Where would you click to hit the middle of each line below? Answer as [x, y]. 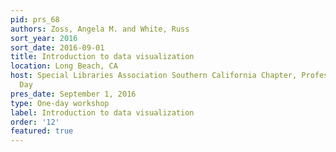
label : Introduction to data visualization [102, 112]
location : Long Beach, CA [64, 66]
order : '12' [35, 122]
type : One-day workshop [60, 103]
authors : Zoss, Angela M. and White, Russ [100, 29]
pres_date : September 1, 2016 [73, 94]
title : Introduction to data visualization [102, 57]
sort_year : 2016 [44, 38]
